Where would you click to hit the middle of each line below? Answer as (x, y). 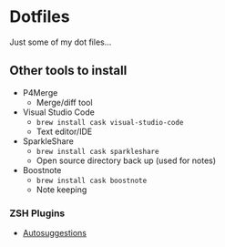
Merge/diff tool (64, 102)
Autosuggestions (54, 233)
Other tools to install (68, 71)
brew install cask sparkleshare (97, 151)
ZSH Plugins (37, 213)
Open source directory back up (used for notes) (126, 160)
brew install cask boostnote (92, 180)
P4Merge (40, 92)
